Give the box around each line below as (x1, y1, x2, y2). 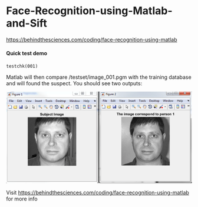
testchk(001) (6, 64, 38, 69)
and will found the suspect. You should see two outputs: (6, 80, 143, 87)
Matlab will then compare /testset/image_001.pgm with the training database (6, 74, 192, 81)
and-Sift (6, 16, 47, 30)
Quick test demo (6, 49, 48, 56)
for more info (6, 195, 38, 202)
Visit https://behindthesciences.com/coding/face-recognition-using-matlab (6, 189, 190, 196)
